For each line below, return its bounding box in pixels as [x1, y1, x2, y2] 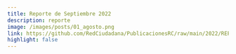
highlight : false [7, 36, 58, 43]
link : [7, 29, 23, 37]
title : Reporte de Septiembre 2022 [7, 10, 112, 18]
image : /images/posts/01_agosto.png [7, 23, 114, 30]
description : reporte [7, 17, 71, 24]
